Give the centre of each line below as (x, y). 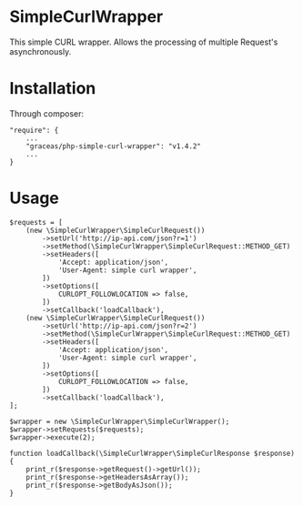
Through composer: (47, 113)
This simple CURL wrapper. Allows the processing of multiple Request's (144, 42)
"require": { (34, 130)
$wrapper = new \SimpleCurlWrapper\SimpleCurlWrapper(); (120, 421)
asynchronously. (40, 51)
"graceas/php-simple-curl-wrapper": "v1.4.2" (114, 146)
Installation (53, 89)
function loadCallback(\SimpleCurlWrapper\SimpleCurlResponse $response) (152, 453)
